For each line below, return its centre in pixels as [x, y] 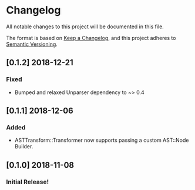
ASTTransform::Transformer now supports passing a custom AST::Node [102, 140]
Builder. [24, 146]
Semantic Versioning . [32, 44]
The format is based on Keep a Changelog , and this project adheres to [91, 38]
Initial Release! [28, 182]
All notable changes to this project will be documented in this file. [85, 26]
